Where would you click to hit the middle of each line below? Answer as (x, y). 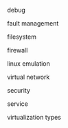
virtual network (29, 77)
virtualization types (34, 117)
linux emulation (29, 64)
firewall (18, 50)
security (19, 90)
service (18, 104)
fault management (33, 23)
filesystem (22, 37)
